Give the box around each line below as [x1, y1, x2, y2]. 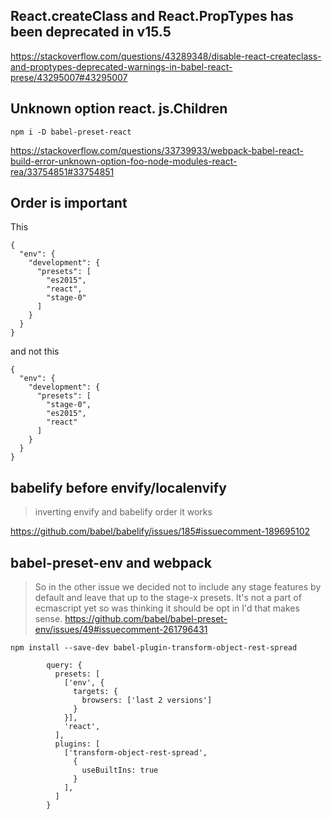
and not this [10, 345, 60, 358]
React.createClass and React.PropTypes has [10, 8, 294, 25]
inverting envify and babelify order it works [34, 506, 213, 518]
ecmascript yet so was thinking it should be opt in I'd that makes [34, 602, 300, 614]
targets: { [73, 687, 118, 697]
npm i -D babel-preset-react [10, 127, 132, 137]
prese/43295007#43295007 [10, 71, 128, 83]
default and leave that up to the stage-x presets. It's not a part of [34, 592, 302, 604]
